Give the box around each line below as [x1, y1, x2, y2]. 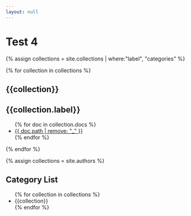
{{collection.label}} [5, 105, 81, 115]
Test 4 [5, 34, 38, 48]
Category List [5, 175, 58, 185]
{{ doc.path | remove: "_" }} [14, 127, 83, 134]
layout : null [5, 8, 39, 15]
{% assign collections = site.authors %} [5, 157, 105, 164]
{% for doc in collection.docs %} [14, 120, 96, 128]
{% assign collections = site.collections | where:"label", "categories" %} [5, 55, 186, 62]
